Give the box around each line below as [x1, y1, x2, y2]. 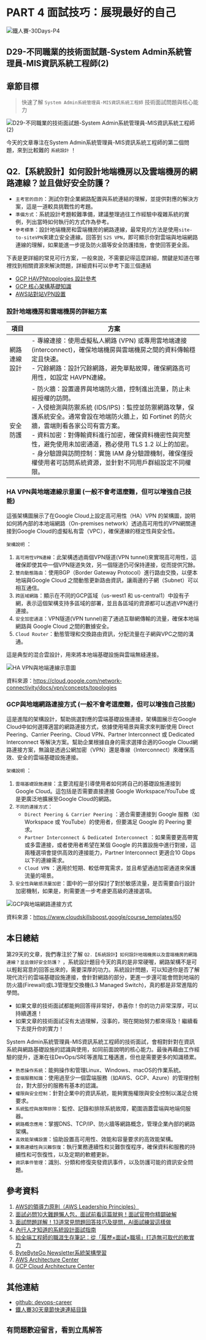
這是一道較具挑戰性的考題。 [26, 203, 96, 210]
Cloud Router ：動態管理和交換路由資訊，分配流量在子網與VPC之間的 [15, 630, 189, 637]
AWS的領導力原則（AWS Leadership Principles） [15, 1203, 139, 1210]
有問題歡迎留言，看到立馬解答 [6, 1325, 102, 1334]
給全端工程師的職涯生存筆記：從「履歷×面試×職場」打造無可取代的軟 [15, 1234, 189, 1241]
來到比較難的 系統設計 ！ [17, 147, 77, 154]
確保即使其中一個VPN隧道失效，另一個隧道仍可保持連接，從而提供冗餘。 [15, 561, 199, 568]
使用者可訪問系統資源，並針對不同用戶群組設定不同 [37, 459, 185, 467]
